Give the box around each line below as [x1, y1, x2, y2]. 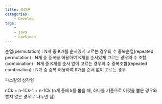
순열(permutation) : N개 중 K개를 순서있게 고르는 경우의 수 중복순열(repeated [5, 48, 154, 54]
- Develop [14, 16, 34, 21]
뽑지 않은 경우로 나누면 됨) [5, 93, 55, 99]
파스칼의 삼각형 [5, 77, 34, 83]
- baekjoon [14, 35, 36, 40]
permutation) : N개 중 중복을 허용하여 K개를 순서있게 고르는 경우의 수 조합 [5, 54, 147, 60]
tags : [5, 21, 16, 26]
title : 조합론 [5, 7, 31, 12]
